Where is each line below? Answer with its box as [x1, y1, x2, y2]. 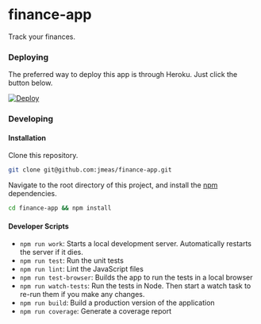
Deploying [8, 52, 49, 63]
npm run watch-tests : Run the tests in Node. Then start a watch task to [19, 281, 251, 291]
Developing [8, 114, 54, 125]
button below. [8, 78, 53, 88]
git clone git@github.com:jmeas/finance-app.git [8, 166, 172, 174]
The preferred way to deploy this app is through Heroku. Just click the [8, 70, 238, 79]
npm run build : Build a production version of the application [19, 298, 216, 307]
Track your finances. [8, 32, 76, 41]
